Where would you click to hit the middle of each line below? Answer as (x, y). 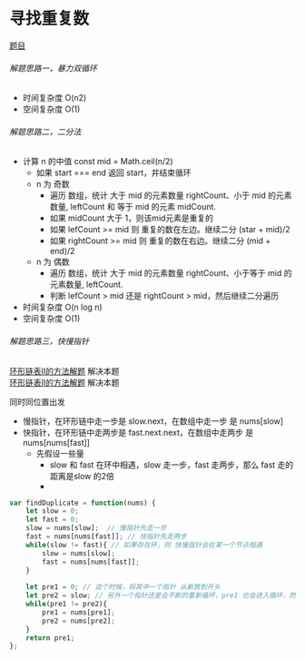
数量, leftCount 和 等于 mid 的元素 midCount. (133, 207)
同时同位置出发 (37, 401)
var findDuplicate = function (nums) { (83, 503)
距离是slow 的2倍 (82, 476)
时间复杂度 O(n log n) (62, 307)
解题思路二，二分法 (45, 132)
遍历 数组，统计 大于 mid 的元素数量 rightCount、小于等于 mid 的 (171, 273)
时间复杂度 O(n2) (54, 98)
